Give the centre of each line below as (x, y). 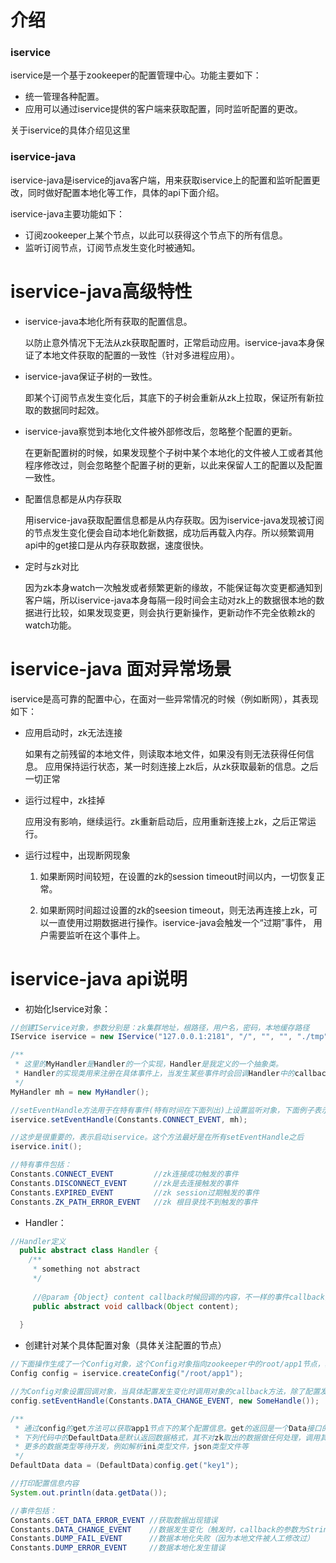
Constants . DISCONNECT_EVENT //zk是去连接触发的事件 (124, 1183)
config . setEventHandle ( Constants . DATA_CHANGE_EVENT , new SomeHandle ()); (165, 1401)
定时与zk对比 (52, 566)
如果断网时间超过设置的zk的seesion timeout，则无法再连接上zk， (174, 910)
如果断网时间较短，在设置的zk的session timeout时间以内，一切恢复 (178, 876)
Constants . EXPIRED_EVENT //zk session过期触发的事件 (135, 1192)
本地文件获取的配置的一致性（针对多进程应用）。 (141, 355)
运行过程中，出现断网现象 (77, 855)
